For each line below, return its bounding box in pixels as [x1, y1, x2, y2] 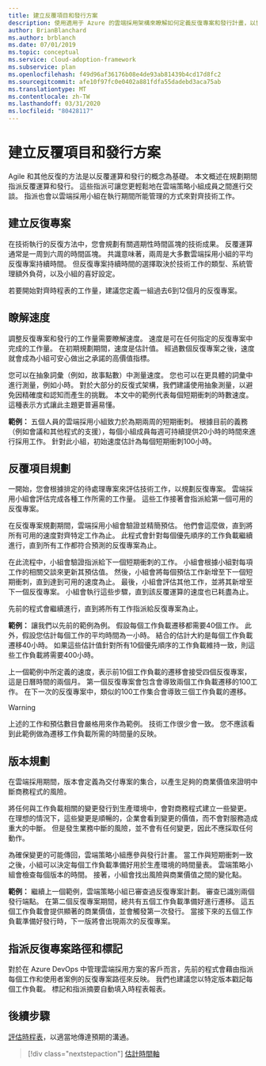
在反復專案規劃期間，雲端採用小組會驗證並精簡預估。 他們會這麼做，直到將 [8, 521, 253, 530]
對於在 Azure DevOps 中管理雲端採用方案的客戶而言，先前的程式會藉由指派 [8, 965, 254, 973]
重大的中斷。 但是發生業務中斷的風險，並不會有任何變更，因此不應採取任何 [8, 824, 253, 833]
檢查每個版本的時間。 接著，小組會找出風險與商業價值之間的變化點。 [21, 870, 246, 879]
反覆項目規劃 [8, 461, 71, 475]
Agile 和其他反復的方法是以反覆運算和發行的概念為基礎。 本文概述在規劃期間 [8, 171, 258, 180]
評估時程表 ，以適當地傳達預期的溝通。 [8, 1032, 133, 1041]
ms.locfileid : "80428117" [8, 108, 93, 116]
